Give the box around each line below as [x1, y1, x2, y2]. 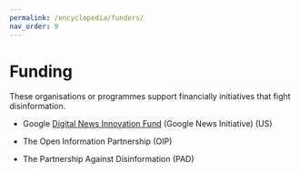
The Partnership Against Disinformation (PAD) [22, 154, 195, 165]
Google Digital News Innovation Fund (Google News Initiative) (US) [22, 118, 273, 129]
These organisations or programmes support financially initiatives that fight [9, 91, 291, 102]
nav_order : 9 [9, 22, 59, 31]
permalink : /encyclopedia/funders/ [9, 13, 145, 23]
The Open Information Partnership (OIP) [22, 136, 173, 147]
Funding [9, 61, 73, 82]
